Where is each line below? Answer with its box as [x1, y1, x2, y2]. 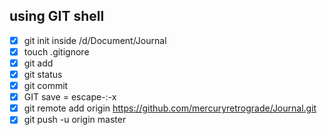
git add [23, 57, 54, 69]
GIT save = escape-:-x [23, 91, 117, 103]
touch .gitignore [23, 45, 90, 58]
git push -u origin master [23, 114, 127, 126]
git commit [23, 80, 69, 92]
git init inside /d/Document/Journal [23, 34, 167, 46]
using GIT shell [9, 8, 105, 25]
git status [23, 69, 63, 80]
